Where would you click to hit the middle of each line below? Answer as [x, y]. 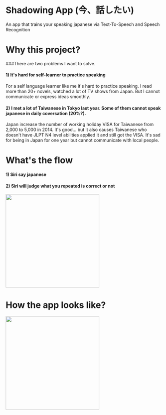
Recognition [18, 29]
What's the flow [39, 160]
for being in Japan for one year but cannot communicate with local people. [82, 140]
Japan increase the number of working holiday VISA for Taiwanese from [80, 125]
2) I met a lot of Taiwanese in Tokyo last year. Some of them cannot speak [83, 108]
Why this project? [43, 50]
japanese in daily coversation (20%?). [46, 113]
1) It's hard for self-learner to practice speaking [56, 75]
